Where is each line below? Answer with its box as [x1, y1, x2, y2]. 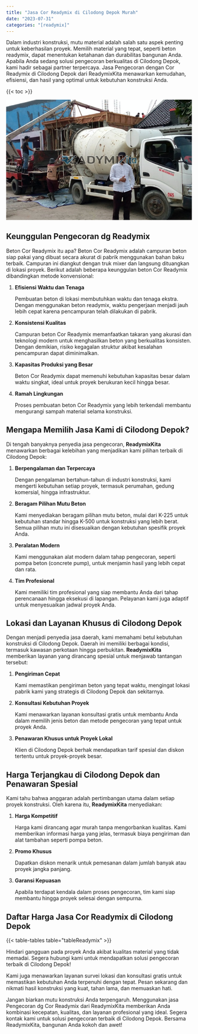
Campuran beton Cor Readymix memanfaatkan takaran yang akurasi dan [14, 331, 192, 338]
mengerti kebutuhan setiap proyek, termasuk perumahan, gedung [14, 482, 175, 490]
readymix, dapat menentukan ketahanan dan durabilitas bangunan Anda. [6, 51, 183, 58]
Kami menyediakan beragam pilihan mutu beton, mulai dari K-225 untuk [14, 511, 189, 518]
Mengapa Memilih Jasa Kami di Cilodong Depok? [6, 425, 190, 435]
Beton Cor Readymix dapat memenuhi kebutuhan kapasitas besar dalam [14, 372, 190, 379]
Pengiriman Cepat [14, 670, 60, 677]
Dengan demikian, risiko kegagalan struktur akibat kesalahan [14, 343, 163, 350]
